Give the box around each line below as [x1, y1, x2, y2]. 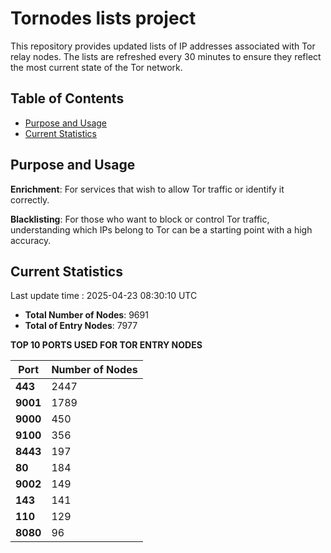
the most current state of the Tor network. [10, 61, 183, 73]
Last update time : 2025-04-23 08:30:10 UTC [10, 290, 198, 302]
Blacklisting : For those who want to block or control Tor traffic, [10, 213, 270, 225]
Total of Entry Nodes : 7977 [24, 320, 138, 332]
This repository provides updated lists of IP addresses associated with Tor [10, 40, 316, 52]
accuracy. [10, 234, 52, 246]
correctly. [10, 193, 50, 206]
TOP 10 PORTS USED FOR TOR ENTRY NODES [10, 339, 203, 351]
